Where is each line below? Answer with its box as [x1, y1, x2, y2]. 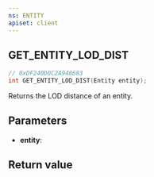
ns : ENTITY [8, 11, 44, 20]
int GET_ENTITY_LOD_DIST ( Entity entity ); [8, 77, 148, 85]
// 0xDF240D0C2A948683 [8, 69, 83, 78]
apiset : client [8, 19, 59, 27]
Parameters [8, 114, 67, 128]
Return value [8, 158, 73, 171]
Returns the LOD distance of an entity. [8, 91, 133, 101]
